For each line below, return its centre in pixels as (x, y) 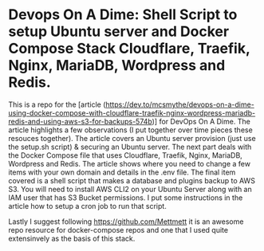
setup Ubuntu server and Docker (119, 31)
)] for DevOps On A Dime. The (201, 121)
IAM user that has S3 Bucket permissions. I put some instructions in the (126, 198)
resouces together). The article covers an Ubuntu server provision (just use (132, 138)
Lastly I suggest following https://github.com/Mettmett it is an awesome (126, 222)
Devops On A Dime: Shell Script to (123, 15)
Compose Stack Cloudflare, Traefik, (129, 49)
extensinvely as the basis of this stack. (72, 238)
